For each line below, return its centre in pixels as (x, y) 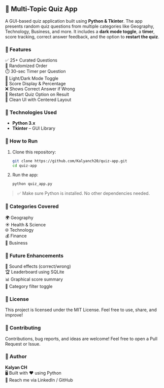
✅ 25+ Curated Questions (31, 60)
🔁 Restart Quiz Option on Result (37, 95)
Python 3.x (24, 123)
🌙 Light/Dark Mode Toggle (32, 78)
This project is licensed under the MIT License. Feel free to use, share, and (81, 310)
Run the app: (25, 175)
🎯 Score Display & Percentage (35, 84)
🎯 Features (18, 49)
